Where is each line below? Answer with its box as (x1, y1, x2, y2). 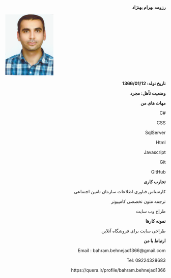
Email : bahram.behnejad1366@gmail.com (77, 248, 166, 253)
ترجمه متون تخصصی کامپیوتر (111, 198, 166, 204)
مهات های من (140, 100, 166, 106)
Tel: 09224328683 (126, 257, 166, 263)
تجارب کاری (143, 179, 166, 185)
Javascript (144, 149, 166, 155)
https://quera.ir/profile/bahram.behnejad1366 (71, 267, 166, 273)
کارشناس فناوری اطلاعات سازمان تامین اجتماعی (73, 189, 166, 194)
